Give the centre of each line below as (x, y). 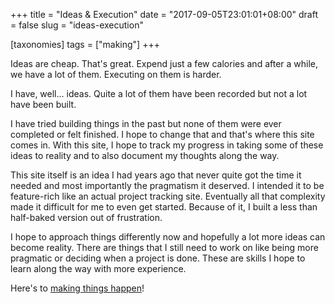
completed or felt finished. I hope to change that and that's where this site (162, 134)
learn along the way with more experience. (98, 268)
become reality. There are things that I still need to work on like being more (164, 247)
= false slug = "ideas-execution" (77, 25)
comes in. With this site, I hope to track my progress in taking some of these (167, 145)
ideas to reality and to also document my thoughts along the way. (145, 155)
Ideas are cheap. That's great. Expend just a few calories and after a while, (164, 63)
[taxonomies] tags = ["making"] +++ (85, 44)
